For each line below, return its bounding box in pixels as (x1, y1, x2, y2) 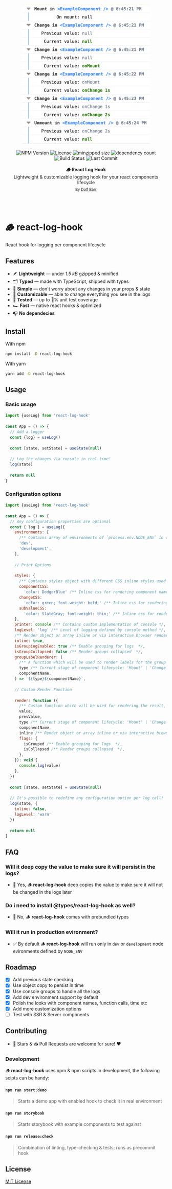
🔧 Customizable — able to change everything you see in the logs (12, 291, 151, 297)
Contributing (5, 1026, 47, 1035)
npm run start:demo (5, 1087, 47, 1093)
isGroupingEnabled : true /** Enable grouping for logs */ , (14, 643, 145, 649)
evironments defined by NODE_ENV (12, 948, 83, 954)
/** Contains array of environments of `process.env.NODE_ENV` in (18, 535, 164, 541)
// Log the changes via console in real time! (10, 457, 111, 462)
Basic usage (5, 401, 37, 408)
